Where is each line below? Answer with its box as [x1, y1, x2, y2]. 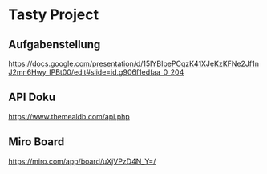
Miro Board [8, 135, 65, 149]
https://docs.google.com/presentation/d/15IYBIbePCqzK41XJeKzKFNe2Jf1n [8, 59, 259, 68]
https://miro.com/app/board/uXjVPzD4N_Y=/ [8, 156, 156, 166]
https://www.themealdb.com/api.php [8, 111, 130, 121]
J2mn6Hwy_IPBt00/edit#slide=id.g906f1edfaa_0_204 [8, 67, 184, 77]
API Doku [8, 91, 56, 104]
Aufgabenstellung [8, 38, 101, 51]
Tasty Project [8, 6, 99, 24]
